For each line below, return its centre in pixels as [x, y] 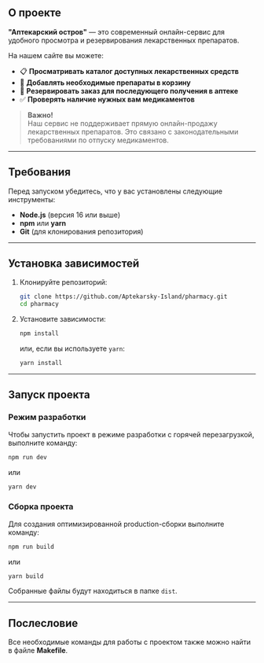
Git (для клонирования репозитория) [81, 231]
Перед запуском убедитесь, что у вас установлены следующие [115, 191]
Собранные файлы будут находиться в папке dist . [93, 591]
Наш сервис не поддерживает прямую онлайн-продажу [122, 123]
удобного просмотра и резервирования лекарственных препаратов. [124, 40]
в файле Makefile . [38, 650]
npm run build [31, 547]
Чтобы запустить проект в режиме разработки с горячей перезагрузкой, [131, 434]
